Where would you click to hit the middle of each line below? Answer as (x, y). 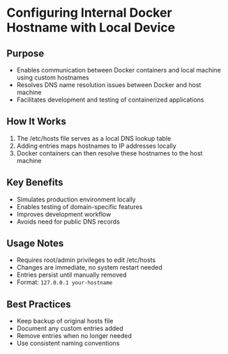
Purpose (25, 53)
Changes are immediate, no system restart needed (90, 268)
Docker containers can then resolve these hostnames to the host (109, 153)
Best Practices (39, 304)
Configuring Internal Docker (89, 13)
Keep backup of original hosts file (65, 321)
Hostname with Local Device (91, 28)
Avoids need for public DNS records (68, 222)
